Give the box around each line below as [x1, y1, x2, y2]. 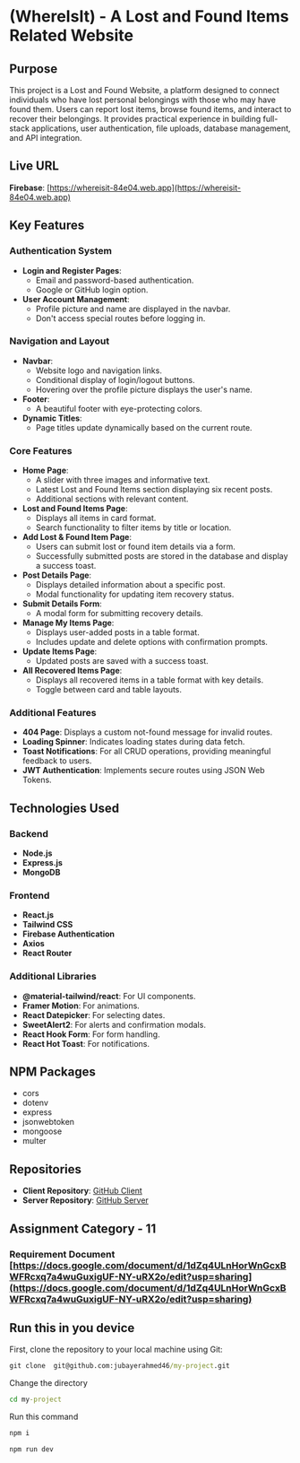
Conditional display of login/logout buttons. [35, 374, 195, 385]
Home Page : [21, 465, 69, 476]
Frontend [9, 890, 50, 901]
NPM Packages [9, 1065, 96, 1080]
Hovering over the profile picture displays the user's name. [35, 384, 253, 395]
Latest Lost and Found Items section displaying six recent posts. [35, 484, 273, 495]
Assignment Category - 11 [9, 1221, 157, 1236]
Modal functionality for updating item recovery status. [35, 589, 235, 600]
